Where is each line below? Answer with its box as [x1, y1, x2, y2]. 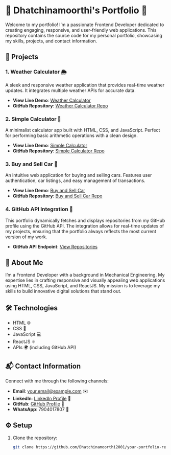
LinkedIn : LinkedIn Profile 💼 [12, 395, 71, 401]
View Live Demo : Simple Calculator [12, 142, 88, 148]
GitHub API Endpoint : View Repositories [12, 243, 98, 249]
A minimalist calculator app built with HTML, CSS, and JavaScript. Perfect [5, 127, 160, 133]
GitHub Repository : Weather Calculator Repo [12, 102, 108, 109]
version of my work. [5, 234, 47, 240]
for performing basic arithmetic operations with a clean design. [5, 132, 138, 139]
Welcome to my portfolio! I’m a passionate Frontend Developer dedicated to [5, 21, 164, 28]
